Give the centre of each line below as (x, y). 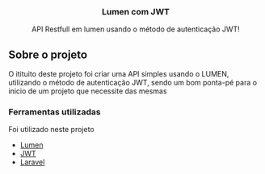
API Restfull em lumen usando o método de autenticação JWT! (136, 29)
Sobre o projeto (48, 54)
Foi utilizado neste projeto (51, 130)
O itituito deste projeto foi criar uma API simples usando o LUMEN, (119, 74)
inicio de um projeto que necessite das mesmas (88, 91)
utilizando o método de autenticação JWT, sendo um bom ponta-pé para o (132, 83)
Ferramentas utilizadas (55, 112)
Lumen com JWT (136, 11)
